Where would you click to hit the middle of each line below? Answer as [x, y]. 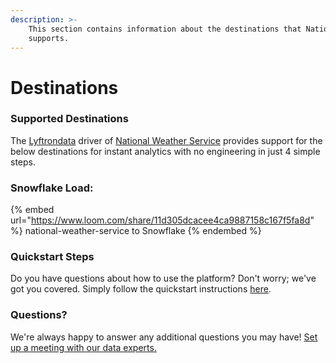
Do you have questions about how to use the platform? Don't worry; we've [163, 278]
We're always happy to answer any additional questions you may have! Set [164, 337]
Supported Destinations [69, 119]
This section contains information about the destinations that [165, 29]
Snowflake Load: [52, 188]
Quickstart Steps [52, 257]
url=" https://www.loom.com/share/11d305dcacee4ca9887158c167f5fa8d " [162, 220]
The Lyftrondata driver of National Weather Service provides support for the [166, 140]
